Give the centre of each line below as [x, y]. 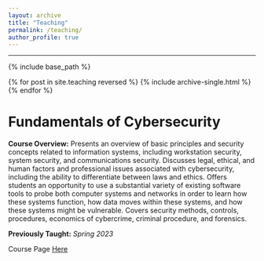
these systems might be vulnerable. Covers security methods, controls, [124, 210]
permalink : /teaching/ [45, 30]
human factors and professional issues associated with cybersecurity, [121, 169]
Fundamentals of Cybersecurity [115, 122]
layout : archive [35, 15]
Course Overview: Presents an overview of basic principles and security [126, 144]
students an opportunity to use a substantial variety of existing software [125, 186]
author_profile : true [44, 37]
